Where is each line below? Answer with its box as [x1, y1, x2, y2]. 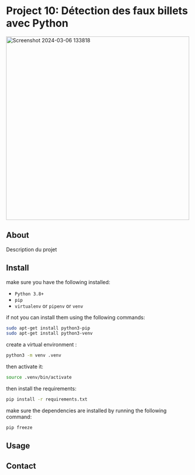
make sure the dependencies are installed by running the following [6, 407, 167, 414]
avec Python [6, 16, 69, 30]
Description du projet [6, 245, 57, 253]
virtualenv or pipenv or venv [14, 302, 84, 309]
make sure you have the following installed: [6, 278, 111, 285]
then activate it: [6, 363, 44, 370]
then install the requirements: [6, 385, 77, 392]
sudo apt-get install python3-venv [6, 331, 93, 336]
